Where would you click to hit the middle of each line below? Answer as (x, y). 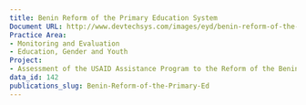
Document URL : (36, 26)
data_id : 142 (34, 78)
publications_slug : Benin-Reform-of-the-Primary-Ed (109, 86)
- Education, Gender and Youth (69, 52)
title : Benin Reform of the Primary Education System (114, 18)
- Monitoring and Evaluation (65, 43)
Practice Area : (38, 35)
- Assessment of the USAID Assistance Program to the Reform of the (142, 69)
